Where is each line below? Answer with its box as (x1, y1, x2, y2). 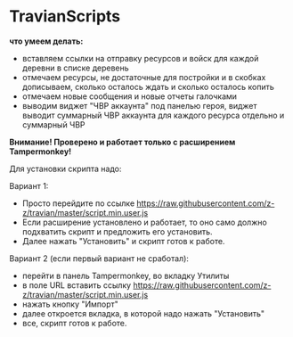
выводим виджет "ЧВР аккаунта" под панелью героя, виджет (21, 100, 257, 111)
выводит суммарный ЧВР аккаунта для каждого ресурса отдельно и (21, 110, 285, 120)
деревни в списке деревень (21, 62, 129, 73)
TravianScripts (9, 6, 121, 27)
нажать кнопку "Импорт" (21, 299, 118, 309)
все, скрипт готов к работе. (21, 317, 127, 328)
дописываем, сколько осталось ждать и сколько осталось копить (21, 81, 274, 92)
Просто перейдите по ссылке (21, 198, 135, 209)
